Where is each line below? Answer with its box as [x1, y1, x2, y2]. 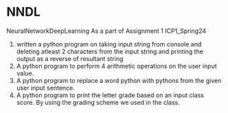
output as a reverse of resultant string [16, 54, 124, 62]
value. [16, 69, 34, 77]
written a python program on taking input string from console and [16, 40, 202, 48]
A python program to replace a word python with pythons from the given [16, 76, 222, 84]
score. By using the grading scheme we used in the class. [16, 98, 180, 106]
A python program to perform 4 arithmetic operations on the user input [16, 62, 217, 70]
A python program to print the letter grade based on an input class [16, 90, 204, 99]
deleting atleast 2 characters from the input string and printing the [16, 47, 204, 55]
